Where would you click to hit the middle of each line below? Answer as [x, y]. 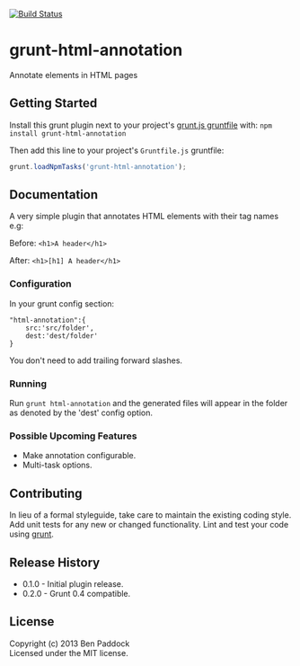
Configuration [40, 284]
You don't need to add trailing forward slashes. [96, 360]
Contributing [46, 493]
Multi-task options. [57, 465]
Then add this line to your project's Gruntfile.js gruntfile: [117, 150]
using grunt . [31, 534]
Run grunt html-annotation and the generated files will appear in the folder [149, 404]
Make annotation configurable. [79, 456]
